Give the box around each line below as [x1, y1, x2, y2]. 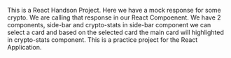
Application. [7, 43, 42, 51]
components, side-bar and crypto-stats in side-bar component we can [7, 21, 211, 29]
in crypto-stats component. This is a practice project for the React [7, 36, 198, 44]
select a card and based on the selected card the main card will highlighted [7, 28, 224, 36]
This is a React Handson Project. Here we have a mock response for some [7, 6, 222, 14]
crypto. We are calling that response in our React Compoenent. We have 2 [7, 13, 222, 22]
